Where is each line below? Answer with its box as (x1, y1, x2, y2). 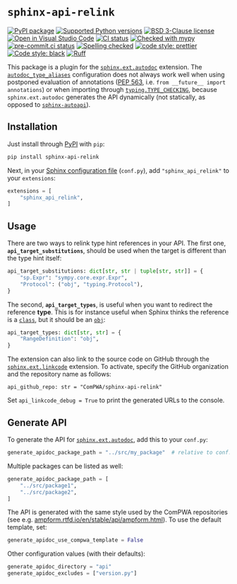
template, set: (7, 523, 47, 532)
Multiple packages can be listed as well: (7, 462, 123, 470)
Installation (7, 121, 58, 133)
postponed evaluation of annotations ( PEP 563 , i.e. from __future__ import (7, 77, 226, 86)
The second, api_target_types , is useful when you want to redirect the (7, 300, 213, 309)
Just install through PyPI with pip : (7, 139, 105, 148)
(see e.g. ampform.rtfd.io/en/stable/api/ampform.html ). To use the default (7, 515, 221, 524)
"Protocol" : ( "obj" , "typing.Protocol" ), (20, 280, 143, 288)
